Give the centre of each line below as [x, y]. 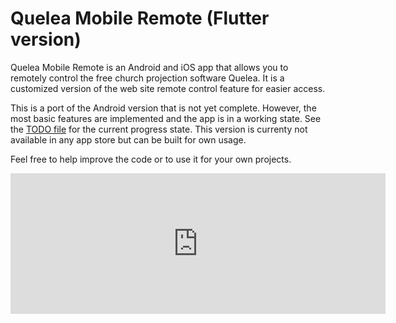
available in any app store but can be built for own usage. [128, 139]
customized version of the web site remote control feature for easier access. [168, 88]
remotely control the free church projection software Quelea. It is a [147, 78]
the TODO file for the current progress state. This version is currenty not [159, 129]
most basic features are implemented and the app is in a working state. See [166, 118]
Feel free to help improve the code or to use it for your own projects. [151, 159]
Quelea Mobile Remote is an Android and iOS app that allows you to [149, 67]
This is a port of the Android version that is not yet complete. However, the [163, 108]
